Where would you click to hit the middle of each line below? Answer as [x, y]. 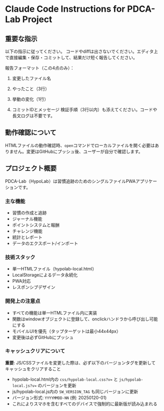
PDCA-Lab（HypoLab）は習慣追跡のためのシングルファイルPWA [70, 181]
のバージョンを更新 [57, 385]
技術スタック [20, 257]
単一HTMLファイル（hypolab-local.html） [54, 269]
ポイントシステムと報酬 [36, 225]
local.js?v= [24, 386]
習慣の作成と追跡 [29, 213]
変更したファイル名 [32, 78]
